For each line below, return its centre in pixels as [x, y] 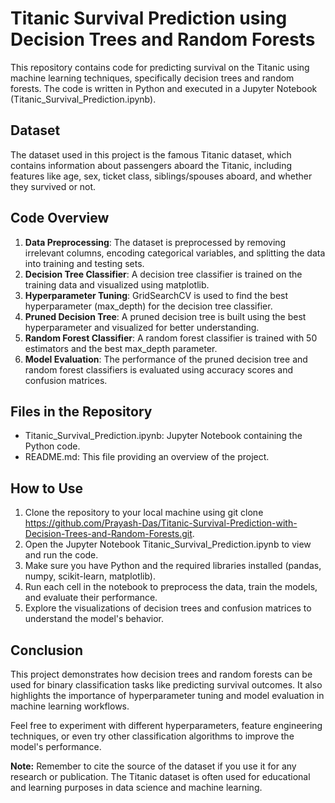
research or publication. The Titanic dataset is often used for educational [160, 776]
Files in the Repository [81, 411]
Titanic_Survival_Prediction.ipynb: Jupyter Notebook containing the [163, 436]
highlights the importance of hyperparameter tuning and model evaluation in [167, 695]
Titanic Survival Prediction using [149, 18]
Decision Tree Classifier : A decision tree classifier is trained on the [163, 274]
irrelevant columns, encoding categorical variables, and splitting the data [175, 253]
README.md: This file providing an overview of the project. [147, 457]
